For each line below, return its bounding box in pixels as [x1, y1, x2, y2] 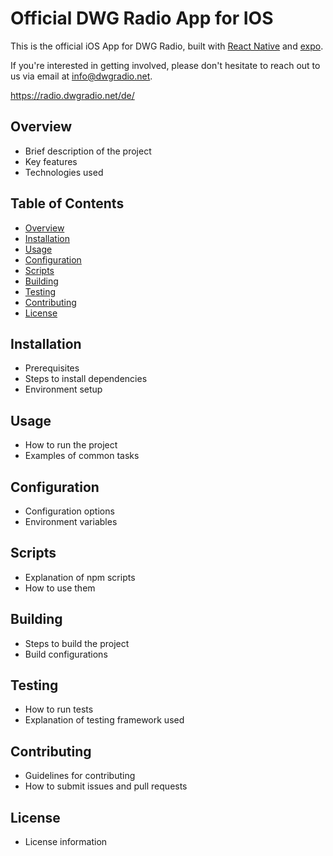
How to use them [24, 582, 96, 594]
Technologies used [24, 166, 104, 178]
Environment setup [24, 383, 103, 396]
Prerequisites [24, 362, 80, 374]
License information [24, 836, 108, 848]
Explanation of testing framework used [24, 714, 185, 726]
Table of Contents [10, 195, 125, 212]
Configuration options [24, 505, 115, 517]
